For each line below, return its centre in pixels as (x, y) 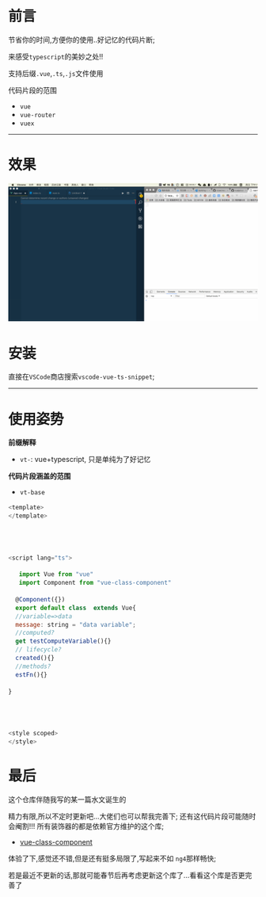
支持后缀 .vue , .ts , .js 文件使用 (56, 73)
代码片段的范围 (32, 90)
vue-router (38, 115)
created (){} (35, 658)
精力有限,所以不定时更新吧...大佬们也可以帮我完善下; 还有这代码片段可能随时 (132, 816)
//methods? (33, 666)
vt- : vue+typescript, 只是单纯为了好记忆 (85, 460)
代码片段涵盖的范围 (40, 476)
